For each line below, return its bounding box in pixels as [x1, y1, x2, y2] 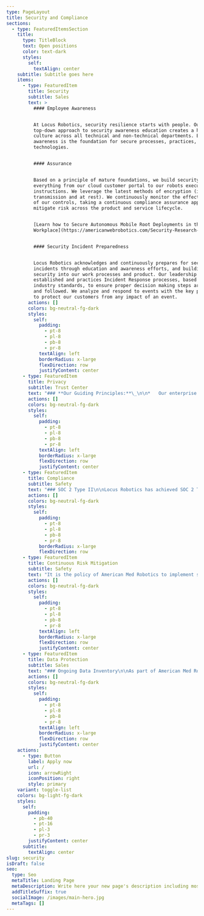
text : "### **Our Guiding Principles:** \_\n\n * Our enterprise [28, 390, 197, 396]
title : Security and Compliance [6, 15, 88, 21]
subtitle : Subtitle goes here [17, 71, 94, 77]
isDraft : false [6, 861, 45, 867]
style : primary [28, 781, 67, 787]
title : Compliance [28, 475, 75, 481]
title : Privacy [28, 379, 67, 385]
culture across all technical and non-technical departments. [33, 133, 194, 139]
